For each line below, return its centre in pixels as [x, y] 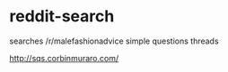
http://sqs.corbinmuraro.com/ [64, 58]
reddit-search [62, 16]
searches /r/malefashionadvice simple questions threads [114, 41]
